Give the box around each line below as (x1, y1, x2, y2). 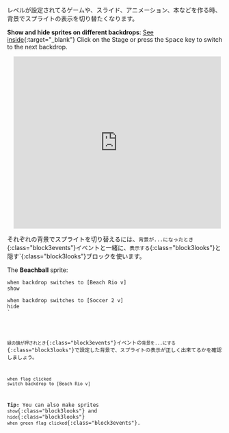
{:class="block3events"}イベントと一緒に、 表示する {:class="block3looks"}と (7, 244, 221, 251)
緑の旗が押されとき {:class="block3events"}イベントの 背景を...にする (7, 339, 176, 346)
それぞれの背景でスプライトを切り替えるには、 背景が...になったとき (7, 235, 194, 243)
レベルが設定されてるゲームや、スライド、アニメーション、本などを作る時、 (7, 6, 221, 14)
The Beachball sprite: (7, 266, 68, 274)
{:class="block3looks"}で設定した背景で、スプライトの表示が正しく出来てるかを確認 (7, 347, 222, 354)
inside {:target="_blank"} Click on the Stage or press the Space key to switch (7, 36, 223, 43)
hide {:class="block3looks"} (7, 414, 85, 421)
